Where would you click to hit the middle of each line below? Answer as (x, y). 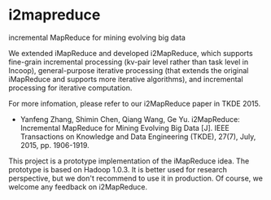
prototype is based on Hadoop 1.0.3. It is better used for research (118, 169)
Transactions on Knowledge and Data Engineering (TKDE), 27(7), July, (138, 137)
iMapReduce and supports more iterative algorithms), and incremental (126, 79)
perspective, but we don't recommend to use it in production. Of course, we (135, 178)
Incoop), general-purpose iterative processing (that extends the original (129, 70)
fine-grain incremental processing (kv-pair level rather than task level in (129, 62)
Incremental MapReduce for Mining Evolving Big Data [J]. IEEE (125, 128)
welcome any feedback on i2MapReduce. (78, 187)
